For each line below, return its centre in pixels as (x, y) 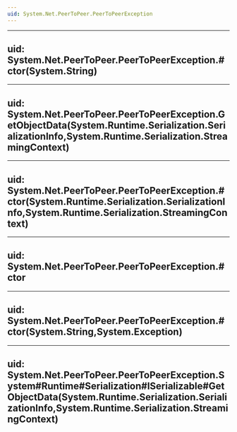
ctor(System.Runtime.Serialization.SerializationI (116, 202)
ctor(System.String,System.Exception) (95, 332)
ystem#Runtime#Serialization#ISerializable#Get (116, 386)
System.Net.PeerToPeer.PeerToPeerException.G (116, 114)
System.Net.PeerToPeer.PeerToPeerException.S (116, 375)
